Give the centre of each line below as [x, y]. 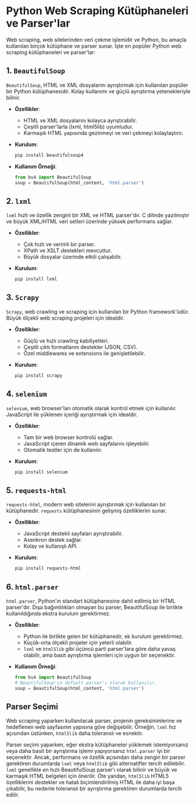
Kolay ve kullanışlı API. [51, 546]
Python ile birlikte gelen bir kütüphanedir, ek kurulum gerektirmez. [103, 636]
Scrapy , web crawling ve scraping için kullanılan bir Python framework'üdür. [98, 311]
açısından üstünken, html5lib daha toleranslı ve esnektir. [75, 733]
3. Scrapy [23, 297]
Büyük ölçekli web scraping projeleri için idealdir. [65, 318]
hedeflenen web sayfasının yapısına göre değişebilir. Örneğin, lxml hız [91, 727]
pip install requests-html [48, 568]
